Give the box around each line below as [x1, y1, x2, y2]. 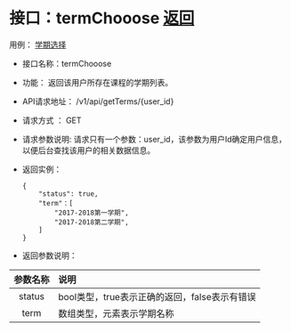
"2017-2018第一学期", [54, 208, 129, 217]
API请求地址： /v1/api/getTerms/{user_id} [21, 95, 174, 107]
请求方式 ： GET [21, 115, 82, 126]
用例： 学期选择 [9, 39, 67, 50]
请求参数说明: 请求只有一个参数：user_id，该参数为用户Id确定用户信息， [21, 134, 287, 144]
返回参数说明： [21, 250, 77, 261]
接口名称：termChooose [21, 58, 112, 69]
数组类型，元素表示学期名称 [58, 307, 175, 320]
